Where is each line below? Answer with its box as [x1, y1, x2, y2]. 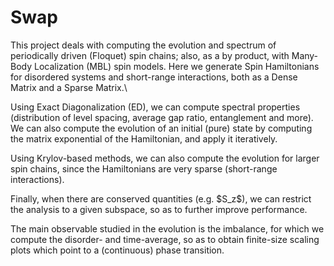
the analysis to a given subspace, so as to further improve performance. [10, 203, 308, 215]
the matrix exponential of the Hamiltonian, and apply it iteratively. [10, 132, 278, 145]
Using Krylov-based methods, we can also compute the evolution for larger [10, 152, 320, 164]
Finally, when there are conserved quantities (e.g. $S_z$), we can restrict [10, 192, 312, 205]
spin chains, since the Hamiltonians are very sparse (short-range [10, 162, 278, 175]
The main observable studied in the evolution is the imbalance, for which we [10, 222, 325, 235]
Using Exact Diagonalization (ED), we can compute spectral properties [10, 101, 301, 113]
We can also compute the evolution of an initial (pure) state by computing [10, 122, 313, 134]
